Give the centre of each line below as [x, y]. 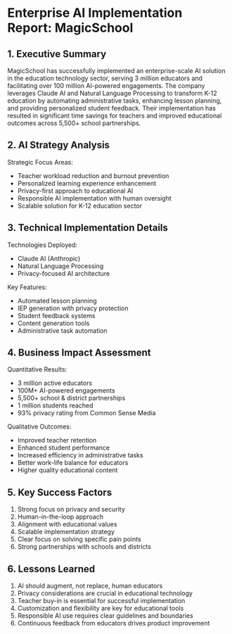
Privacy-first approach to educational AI [75, 191]
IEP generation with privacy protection [73, 308]
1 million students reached [55, 405]
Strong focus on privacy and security [71, 509]
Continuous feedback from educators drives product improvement [114, 623]
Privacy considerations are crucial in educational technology [105, 593]
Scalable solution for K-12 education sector [80, 205]
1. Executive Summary [57, 54]
